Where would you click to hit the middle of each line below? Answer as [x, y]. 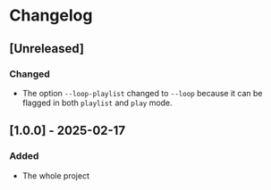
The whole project [55, 176]
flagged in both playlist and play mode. [97, 103]
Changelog [51, 16]
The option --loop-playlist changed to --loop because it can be [142, 93]
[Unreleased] [47, 49]
